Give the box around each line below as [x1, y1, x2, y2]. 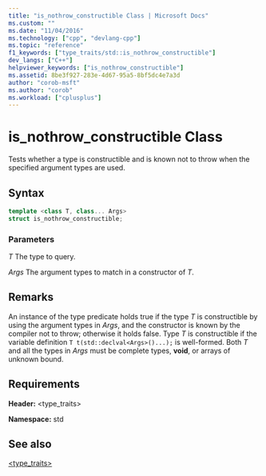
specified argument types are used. [8, 163, 125, 173]
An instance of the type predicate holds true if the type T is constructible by [8, 311, 258, 321]
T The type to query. [8, 252, 76, 262]
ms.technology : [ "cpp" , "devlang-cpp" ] [8, 34, 141, 42]
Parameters [8, 234, 54, 245]
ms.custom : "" [8, 19, 56, 27]
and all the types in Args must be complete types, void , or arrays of [8, 346, 231, 355]
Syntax [8, 186, 45, 200]
